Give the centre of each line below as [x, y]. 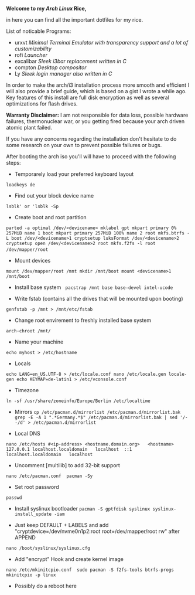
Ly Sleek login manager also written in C [63, 74]
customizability [33, 49]
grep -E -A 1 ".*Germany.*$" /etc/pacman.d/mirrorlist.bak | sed [96, 417]
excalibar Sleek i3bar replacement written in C [71, 61]
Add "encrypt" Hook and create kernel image [69, 559]
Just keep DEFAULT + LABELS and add [61, 525]
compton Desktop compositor [50, 67]
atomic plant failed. [29, 127]
